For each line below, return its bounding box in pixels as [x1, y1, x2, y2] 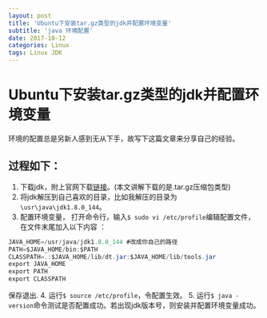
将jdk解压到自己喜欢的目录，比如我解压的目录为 [19, 192, 177, 201]
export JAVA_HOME [8, 260, 66, 268]
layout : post [8, 11, 52, 20]
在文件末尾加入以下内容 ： [19, 221, 106, 232]
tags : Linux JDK [8, 49, 62, 57]
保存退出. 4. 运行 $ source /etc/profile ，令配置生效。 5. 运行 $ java [8, 291, 233, 300]
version [8, 302, 34, 310]
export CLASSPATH [8, 275, 66, 284]
